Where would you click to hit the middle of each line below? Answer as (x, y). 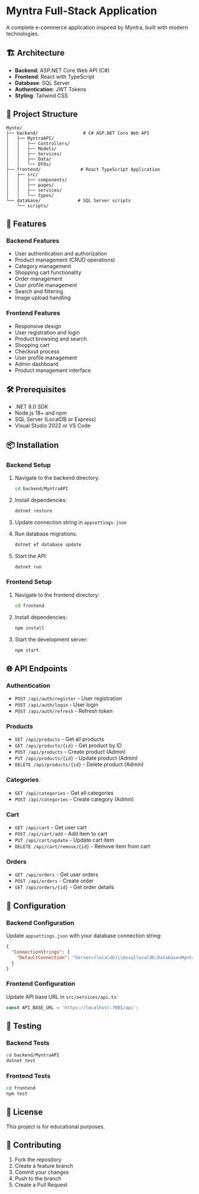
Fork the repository (38, 1159)
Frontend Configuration (41, 984)
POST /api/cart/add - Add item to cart (61, 834)
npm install (29, 628)
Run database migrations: (46, 534)
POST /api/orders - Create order (54, 881)
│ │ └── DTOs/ (29, 164)
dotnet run (28, 567)
